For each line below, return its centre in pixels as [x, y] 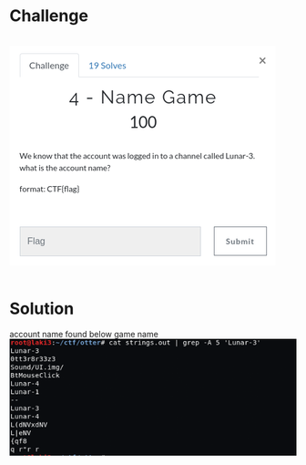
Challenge [49, 16]
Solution [42, 309]
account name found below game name [84, 334]
